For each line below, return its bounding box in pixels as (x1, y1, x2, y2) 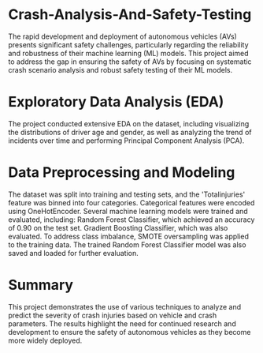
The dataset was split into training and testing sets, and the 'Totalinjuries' (8, 190, 246, 199)
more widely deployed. (8, 336, 83, 345)
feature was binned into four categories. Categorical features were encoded (8, 197, 255, 207)
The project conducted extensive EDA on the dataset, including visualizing (8, 118, 250, 128)
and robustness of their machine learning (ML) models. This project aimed (8, 48, 250, 58)
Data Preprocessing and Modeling (8, 163, 235, 182)
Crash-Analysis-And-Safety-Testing (8, 6, 252, 24)
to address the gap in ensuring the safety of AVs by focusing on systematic (8, 57, 252, 66)
